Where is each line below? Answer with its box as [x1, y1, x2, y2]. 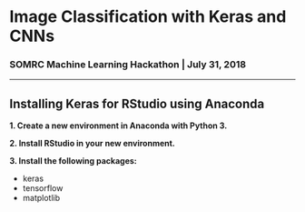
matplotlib [22, 193, 61, 204]
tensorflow [22, 183, 64, 194]
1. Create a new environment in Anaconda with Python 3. [9, 120, 228, 131]
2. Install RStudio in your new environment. [9, 138, 175, 149]
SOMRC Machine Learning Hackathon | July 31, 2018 [9, 58, 247, 71]
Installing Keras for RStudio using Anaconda [9, 96, 265, 111]
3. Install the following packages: [9, 156, 138, 167]
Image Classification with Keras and [9, 6, 287, 27]
